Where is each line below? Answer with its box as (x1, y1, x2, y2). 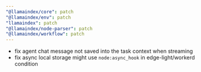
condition (14, 61, 39, 68)
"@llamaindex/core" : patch (5, 8, 74, 15)
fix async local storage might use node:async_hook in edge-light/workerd (14, 54, 195, 61)
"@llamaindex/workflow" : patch (5, 31, 85, 37)
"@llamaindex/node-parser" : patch (5, 25, 93, 32)
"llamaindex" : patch (5, 20, 58, 26)
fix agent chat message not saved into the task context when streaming (14, 47, 193, 55)
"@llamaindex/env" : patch (5, 14, 71, 20)
